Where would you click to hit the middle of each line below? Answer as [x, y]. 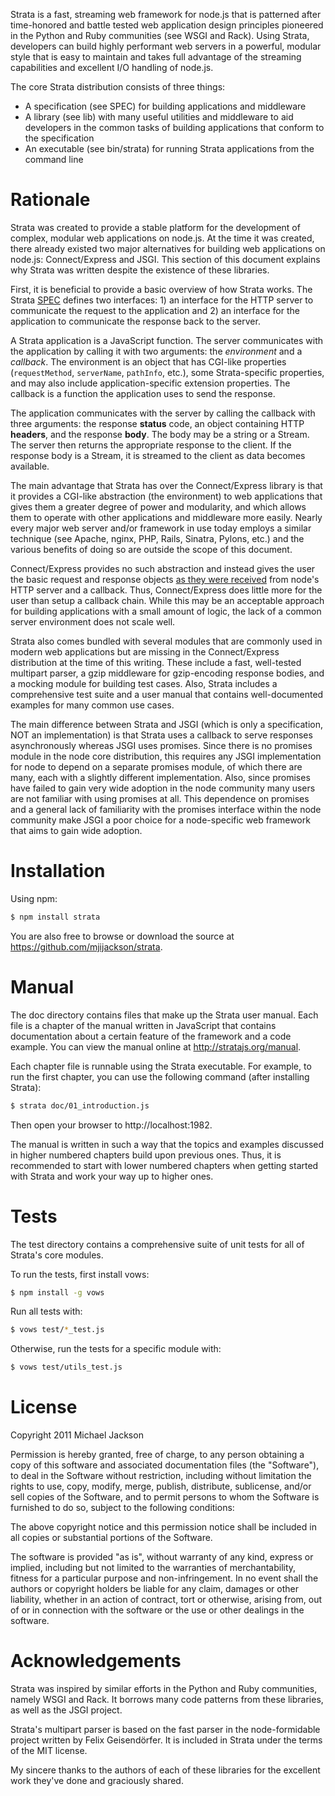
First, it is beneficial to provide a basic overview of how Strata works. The [161, 289]
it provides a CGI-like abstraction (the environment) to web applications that [166, 496]
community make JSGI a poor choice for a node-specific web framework [160, 820]
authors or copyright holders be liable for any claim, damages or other [155, 1589]
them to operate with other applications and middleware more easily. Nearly [166, 517]
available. [30, 466]
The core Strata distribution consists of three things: [118, 87]
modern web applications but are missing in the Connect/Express [145, 651]
